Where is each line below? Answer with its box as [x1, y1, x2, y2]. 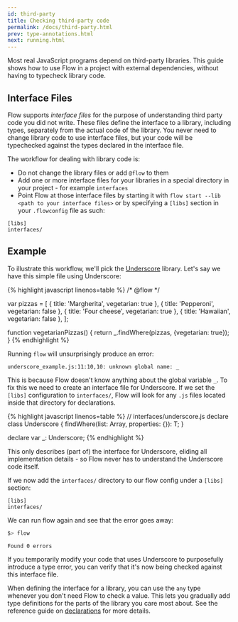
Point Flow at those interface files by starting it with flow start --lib [17, 191, 222, 200]
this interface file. [7, 569, 59, 579]
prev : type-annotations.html [7, 30, 94, 38]
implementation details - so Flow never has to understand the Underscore [7, 454, 224, 463]
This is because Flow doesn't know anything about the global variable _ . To [7, 376, 228, 384]
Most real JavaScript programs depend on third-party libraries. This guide [7, 56, 224, 65]
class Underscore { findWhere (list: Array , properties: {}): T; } [7, 420, 184, 428]
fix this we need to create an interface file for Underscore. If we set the [7, 383, 215, 391]
